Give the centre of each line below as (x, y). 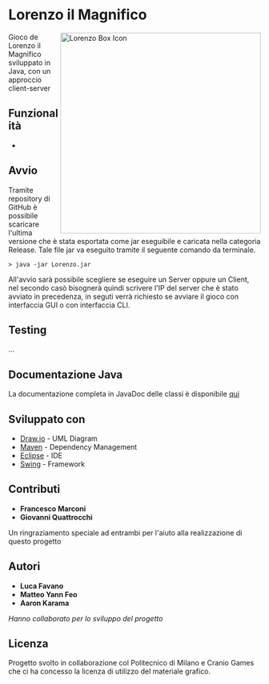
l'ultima (20, 232)
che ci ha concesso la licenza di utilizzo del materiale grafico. (109, 671)
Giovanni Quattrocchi (56, 517)
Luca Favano (42, 586)
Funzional (33, 114)
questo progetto (35, 541)
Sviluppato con (47, 419)
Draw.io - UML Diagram (58, 438)
